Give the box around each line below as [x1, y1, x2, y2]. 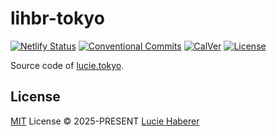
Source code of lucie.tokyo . [10, 59, 125, 71]
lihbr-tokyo [10, 7, 105, 30]
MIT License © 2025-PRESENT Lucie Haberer [10, 115, 200, 127]
